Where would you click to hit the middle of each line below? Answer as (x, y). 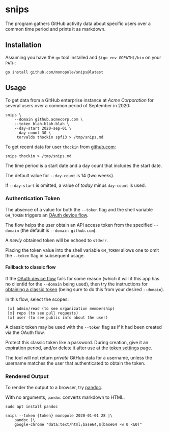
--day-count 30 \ (33, 133)
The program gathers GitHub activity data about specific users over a (78, 23)
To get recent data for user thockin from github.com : (61, 147)
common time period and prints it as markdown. (55, 29)
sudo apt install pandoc (32, 407)
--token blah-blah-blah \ (42, 124)
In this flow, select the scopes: (37, 299)
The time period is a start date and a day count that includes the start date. (84, 165)
